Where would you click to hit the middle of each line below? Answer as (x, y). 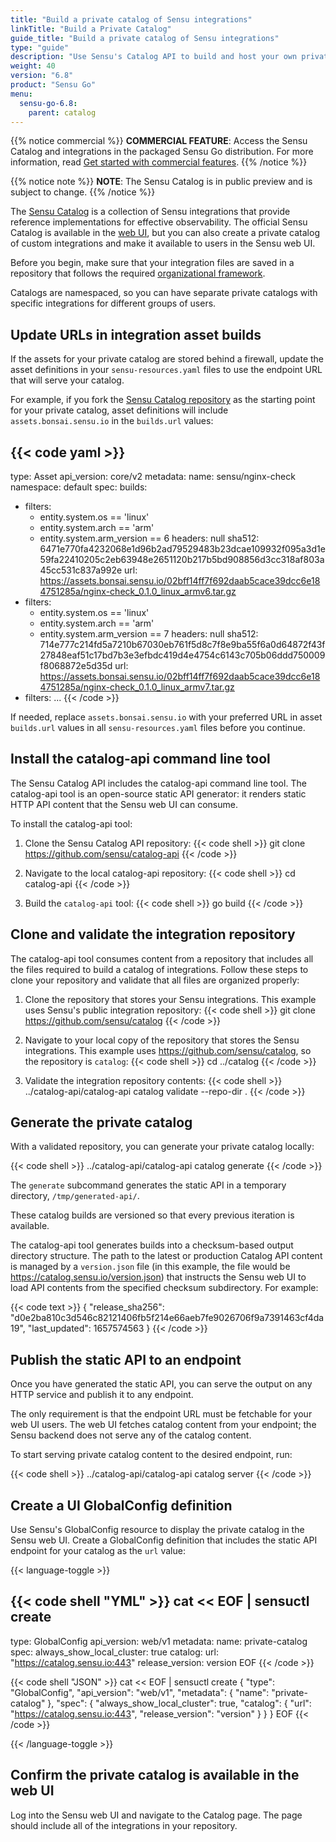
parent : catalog (62, 112)
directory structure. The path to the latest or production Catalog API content (166, 1256)
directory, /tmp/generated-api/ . (75, 1196)
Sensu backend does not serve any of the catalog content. (131, 1435)
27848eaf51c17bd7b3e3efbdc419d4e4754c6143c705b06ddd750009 (182, 655)
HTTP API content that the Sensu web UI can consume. (124, 804)
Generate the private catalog (101, 1122)
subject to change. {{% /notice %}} (83, 192)
